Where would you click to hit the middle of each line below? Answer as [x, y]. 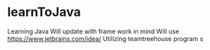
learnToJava [44, 12]
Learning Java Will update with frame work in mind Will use [93, 31]
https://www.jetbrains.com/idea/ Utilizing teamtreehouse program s [105, 38]
